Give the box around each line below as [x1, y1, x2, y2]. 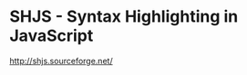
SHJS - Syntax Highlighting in [9, 6, 239, 27]
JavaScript [9, 25, 94, 46]
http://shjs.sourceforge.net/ [9, 55, 113, 66]
